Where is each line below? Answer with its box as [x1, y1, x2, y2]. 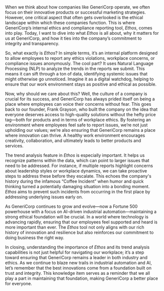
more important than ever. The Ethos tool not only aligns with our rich [5, 224, 144, 230]
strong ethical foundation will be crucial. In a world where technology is [5, 214, 149, 219]
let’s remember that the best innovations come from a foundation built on [5, 265, 152, 271]
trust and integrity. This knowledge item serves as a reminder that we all [5, 270, 150, 276]
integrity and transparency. [5, 41, 60, 46]
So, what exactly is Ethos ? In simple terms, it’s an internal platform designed [5, 50, 158, 56]
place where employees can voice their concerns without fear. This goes [5, 101, 151, 107]
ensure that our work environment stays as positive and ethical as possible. [5, 81, 157, 87]
